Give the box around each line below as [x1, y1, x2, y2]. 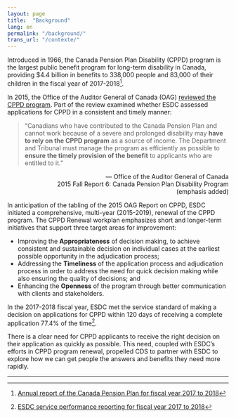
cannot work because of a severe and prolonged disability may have [24, 129, 223, 137]
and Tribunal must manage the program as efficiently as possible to [24, 143, 220, 152]
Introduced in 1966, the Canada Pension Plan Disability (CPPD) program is [7, 55, 221, 64]
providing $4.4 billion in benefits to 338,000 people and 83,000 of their [7, 71, 214, 79]
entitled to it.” [24, 159, 63, 167]
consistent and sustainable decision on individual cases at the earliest [17, 244, 220, 253]
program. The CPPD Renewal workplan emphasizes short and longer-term [7, 216, 223, 224]
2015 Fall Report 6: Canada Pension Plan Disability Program [57, 180, 229, 188]
